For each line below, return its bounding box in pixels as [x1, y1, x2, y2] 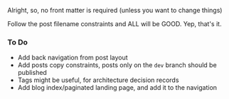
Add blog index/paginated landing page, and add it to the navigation [17, 83, 218, 92]
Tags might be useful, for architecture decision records [17, 76, 179, 84]
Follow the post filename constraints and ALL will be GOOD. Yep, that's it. [7, 20, 222, 28]
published [17, 69, 48, 77]
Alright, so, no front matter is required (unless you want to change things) [7, 6, 223, 14]
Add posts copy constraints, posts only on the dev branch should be [17, 61, 217, 69]
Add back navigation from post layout [17, 53, 128, 62]
